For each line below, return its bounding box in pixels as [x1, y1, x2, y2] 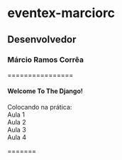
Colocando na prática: [7, 103, 72, 112]
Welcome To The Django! [7, 87, 83, 95]
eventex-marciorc [7, 5, 116, 21]
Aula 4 [7, 133, 27, 142]
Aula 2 [7, 118, 26, 127]
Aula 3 [7, 126, 26, 134]
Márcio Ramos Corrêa [7, 55, 84, 65]
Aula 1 [7, 110, 25, 119]
